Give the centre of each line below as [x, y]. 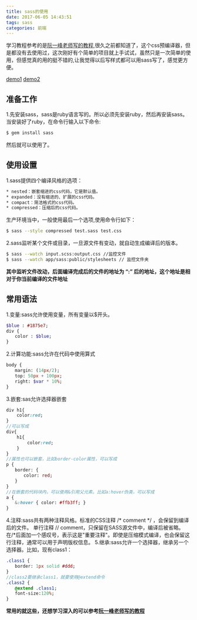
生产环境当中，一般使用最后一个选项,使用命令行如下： [71, 220]
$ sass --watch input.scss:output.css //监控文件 [66, 254]
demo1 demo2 [23, 79]
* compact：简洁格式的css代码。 [42, 202]
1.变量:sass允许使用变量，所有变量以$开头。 [60, 314]
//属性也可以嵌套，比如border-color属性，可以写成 [62, 459]
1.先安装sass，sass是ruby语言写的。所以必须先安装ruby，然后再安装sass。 [97, 115]
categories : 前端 [26, 28]
